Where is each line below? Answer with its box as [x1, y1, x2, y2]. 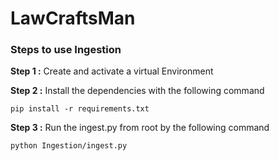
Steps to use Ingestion [10, 43, 122, 57]
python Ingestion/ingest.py [10, 141, 128, 151]
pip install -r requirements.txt [10, 104, 150, 114]
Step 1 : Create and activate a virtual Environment [10, 65, 214, 77]
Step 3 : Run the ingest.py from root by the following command [10, 122, 270, 134]
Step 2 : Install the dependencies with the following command [10, 85, 265, 97]
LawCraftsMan [10, 7, 136, 30]
